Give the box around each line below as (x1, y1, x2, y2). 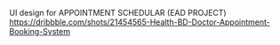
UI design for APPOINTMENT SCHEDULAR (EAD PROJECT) (9, 8, 227, 18)
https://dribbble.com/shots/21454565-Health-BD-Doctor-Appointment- (9, 17, 271, 27)
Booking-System (9, 26, 71, 36)
